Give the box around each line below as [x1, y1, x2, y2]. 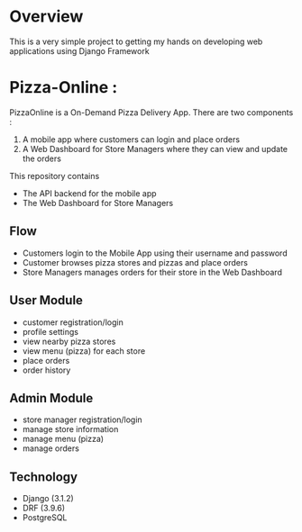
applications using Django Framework [9, 45, 151, 56]
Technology [9, 469, 78, 484]
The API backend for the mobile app [22, 187, 157, 199]
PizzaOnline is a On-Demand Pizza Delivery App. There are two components [9, 106, 294, 118]
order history [22, 365, 71, 375]
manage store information [22, 424, 119, 435]
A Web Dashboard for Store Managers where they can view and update [22, 143, 288, 154]
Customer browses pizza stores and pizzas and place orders [22, 257, 248, 267]
